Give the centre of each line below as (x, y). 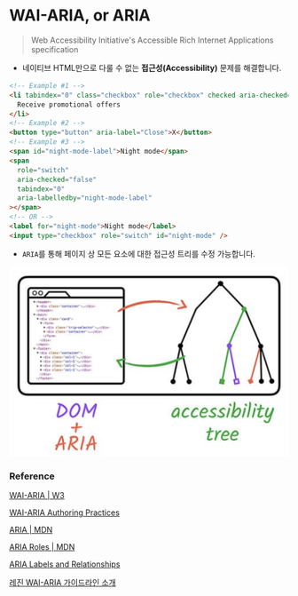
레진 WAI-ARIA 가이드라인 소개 (63, 583)
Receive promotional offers (69, 104)
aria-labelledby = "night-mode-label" (85, 198)
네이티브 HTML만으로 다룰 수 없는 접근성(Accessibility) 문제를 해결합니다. (152, 68)
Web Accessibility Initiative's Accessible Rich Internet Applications (152, 40)
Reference (32, 476)
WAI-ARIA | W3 (37, 496)
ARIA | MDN (31, 530)
